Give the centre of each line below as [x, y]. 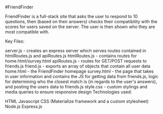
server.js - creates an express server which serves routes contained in [76, 51]
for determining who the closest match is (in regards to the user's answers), [81, 81]
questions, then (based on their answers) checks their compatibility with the [81, 22]
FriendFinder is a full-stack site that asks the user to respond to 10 [71, 16]
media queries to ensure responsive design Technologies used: [69, 92]
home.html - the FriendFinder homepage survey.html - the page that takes [80, 71]
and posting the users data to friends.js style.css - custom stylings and [76, 87]
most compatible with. [27, 32]
